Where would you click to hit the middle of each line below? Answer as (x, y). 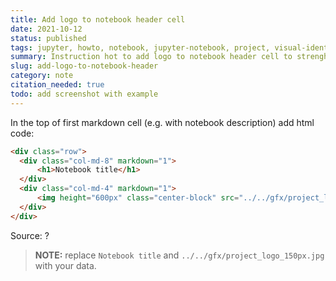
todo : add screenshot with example (84, 94)
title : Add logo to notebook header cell (98, 19)
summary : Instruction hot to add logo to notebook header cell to (151, 57)
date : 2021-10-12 (46, 29)
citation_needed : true (57, 85)
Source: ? (30, 235)
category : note (42, 76)
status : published (48, 38)
